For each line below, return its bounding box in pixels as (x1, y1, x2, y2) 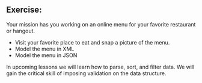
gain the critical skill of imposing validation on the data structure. (6, 69, 167, 77)
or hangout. (6, 27, 35, 34)
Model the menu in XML (14, 45, 75, 52)
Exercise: (6, 5, 42, 15)
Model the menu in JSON (14, 51, 78, 59)
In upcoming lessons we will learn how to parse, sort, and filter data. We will (6, 63, 195, 70)
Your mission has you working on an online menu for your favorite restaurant (6, 20, 196, 28)
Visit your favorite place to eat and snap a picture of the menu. (14, 38, 170, 46)
